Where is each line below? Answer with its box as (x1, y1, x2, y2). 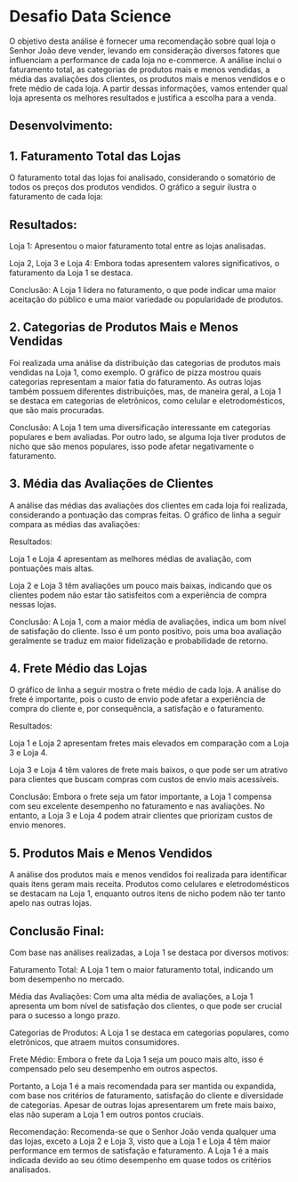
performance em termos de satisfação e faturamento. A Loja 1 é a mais (9, 1145, 270, 1156)
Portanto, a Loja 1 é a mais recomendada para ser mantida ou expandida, (9, 1080, 277, 1092)
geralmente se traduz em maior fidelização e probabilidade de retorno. (9, 635, 269, 646)
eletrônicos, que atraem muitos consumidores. (9, 1037, 180, 1047)
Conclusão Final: (9, 924, 105, 939)
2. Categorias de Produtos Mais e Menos (9, 320, 238, 335)
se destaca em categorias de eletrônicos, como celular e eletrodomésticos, (9, 395, 286, 406)
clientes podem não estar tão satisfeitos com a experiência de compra (9, 590, 267, 600)
